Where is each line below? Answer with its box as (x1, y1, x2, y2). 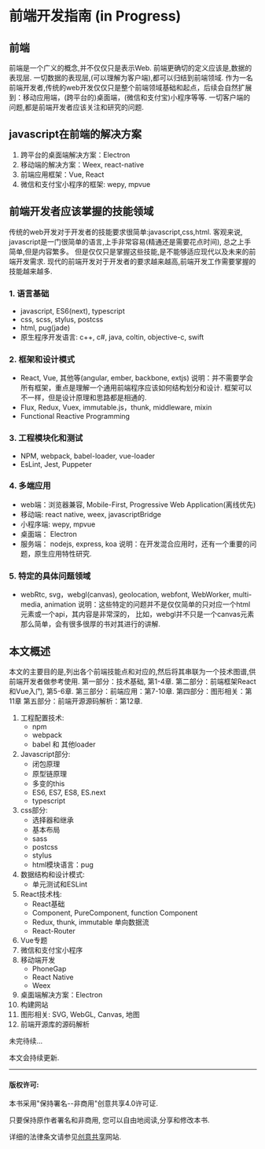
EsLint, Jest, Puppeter (20, 459, 93, 468)
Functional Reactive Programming (20, 412, 131, 421)
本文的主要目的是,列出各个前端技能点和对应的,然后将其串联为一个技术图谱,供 (9, 666, 256, 676)
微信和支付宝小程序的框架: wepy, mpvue (20, 179, 151, 189)
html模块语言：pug (31, 860, 94, 869)
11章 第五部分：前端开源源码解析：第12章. (9, 696, 143, 706)
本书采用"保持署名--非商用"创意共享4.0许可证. (9, 1099, 159, 1108)
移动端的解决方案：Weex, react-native (20, 160, 145, 169)
